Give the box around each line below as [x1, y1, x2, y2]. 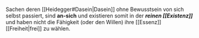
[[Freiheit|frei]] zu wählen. [5, 25, 71, 32]
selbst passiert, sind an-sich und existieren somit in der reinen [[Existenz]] [5, 12, 194, 19]
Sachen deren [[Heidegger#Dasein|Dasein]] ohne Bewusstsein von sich [5, 6, 185, 13]
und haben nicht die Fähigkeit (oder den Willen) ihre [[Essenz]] [5, 19, 162, 25]
